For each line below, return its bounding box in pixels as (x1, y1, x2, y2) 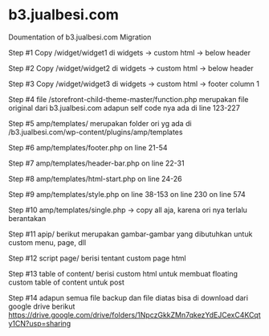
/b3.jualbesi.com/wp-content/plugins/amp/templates (8, 127, 183, 137)
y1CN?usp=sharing (8, 318, 71, 328)
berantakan (8, 213, 47, 223)
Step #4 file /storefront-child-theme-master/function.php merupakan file (8, 94, 249, 104)
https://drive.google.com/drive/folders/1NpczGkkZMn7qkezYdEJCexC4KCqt (8, 309, 261, 319)
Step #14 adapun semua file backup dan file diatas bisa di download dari (8, 293, 249, 302)
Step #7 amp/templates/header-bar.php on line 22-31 (8, 158, 185, 168)
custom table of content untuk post (8, 277, 124, 287)
